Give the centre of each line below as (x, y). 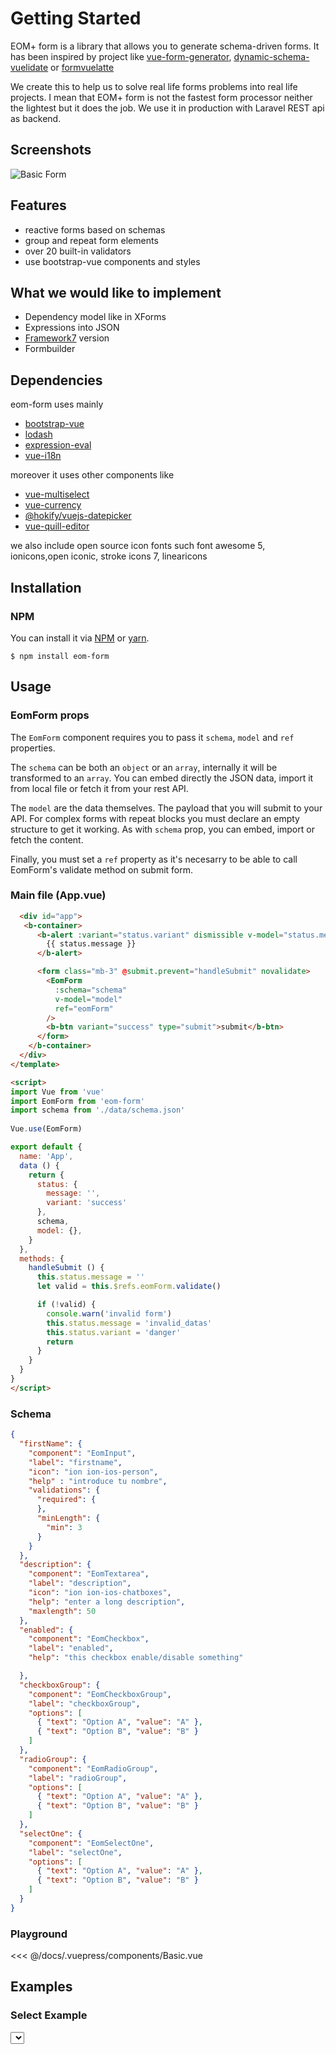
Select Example (49, 2015)
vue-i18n (43, 456)
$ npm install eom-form (60, 656)
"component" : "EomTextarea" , (89, 1574)
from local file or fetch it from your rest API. (99, 788)
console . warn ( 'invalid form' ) (109, 1313)
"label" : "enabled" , (71, 1648)
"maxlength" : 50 (62, 1611)
